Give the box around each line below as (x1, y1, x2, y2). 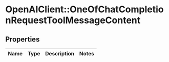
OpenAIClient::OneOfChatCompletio (5, 4, 164, 15)
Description (45, 50, 74, 57)
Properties (5, 35, 40, 44)
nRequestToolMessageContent (5, 14, 141, 26)
